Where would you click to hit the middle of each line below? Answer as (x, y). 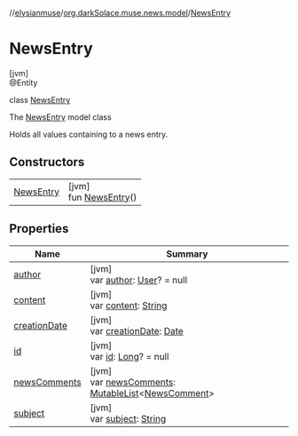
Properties (39, 229)
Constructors (47, 162)
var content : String (129, 305)
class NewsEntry (40, 99)
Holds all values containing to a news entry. (89, 134)
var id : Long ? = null (129, 356)
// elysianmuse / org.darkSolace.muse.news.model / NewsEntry (120, 13)
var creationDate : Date (137, 330)
